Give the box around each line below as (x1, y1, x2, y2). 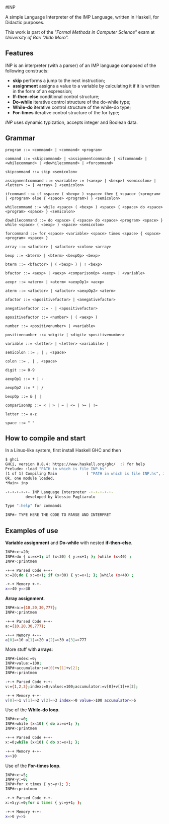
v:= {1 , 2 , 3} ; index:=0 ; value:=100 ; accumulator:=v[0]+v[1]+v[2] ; (5, 684, 138, 689)
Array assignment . (5, 595, 45, 602)
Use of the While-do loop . (5, 707, 60, 713)
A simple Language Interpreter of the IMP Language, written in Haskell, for (5, 14, 159, 20)
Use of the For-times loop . (5, 763, 61, 769)
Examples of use (5, 526, 58, 535)
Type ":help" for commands (5, 503, 62, 508)
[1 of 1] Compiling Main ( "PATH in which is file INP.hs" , (5, 471, 161, 476)
